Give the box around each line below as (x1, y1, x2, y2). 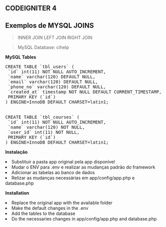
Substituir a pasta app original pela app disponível (12, 159, 115, 165)
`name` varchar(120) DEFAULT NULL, (8, 74, 96, 80)
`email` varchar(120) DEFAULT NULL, (8, 79, 99, 85)
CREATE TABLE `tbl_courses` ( (5, 115, 80, 120)
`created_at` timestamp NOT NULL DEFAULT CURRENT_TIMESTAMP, (8, 89, 162, 95)
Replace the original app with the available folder (12, 200, 113, 206)
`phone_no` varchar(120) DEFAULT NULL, (8, 84, 107, 90)
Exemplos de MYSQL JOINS (5, 21, 94, 30)
